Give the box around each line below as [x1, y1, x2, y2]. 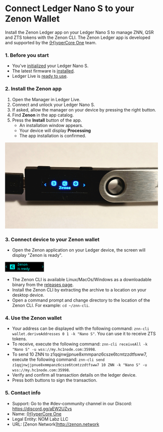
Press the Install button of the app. [12, 117, 82, 123]
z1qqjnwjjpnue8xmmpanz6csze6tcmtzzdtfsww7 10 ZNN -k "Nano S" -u [12, 363, 147, 368]
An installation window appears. [19, 122, 83, 128]
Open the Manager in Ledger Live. [12, 96, 81, 102]
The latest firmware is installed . [12, 68, 75, 74]
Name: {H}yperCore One [12, 411, 62, 416]
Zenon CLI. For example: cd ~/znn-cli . [12, 302, 90, 308]
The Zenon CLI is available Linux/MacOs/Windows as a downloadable [12, 276, 152, 282]
